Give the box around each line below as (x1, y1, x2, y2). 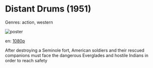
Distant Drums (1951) (5, 3, 92, 14)
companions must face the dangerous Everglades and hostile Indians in (5, 52, 149, 58)
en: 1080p (5, 38, 25, 44)
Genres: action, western (5, 19, 54, 25)
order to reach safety (5, 57, 48, 63)
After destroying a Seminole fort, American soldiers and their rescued (5, 47, 145, 53)
